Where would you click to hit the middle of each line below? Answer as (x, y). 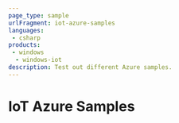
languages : (26, 30)
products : (25, 45)
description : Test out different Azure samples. (90, 67)
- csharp (26, 38)
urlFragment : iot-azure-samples (62, 23)
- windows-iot (39, 60)
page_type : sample (39, 15)
